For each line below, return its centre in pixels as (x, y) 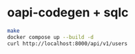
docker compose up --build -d (51, 37)
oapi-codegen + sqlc (68, 13)
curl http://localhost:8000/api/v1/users (67, 43)
